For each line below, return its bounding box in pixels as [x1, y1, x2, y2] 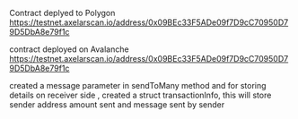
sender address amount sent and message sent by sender [9, 99, 225, 110]
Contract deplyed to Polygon [9, 8, 116, 18]
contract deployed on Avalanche [9, 44, 129, 55]
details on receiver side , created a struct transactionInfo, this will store [9, 89, 272, 100]
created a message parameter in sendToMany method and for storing [9, 81, 267, 90]
